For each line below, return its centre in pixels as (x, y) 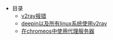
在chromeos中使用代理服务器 (58, 31)
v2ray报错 (34, 16)
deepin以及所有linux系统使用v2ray (64, 23)
